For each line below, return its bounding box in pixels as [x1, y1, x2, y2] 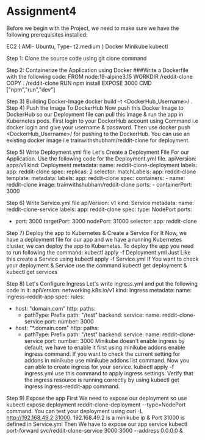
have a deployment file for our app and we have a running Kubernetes [6, 236, 182, 243]
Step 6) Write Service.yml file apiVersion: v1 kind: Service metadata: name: [6, 199, 194, 206]
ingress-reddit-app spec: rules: [6, 293, 85, 300]
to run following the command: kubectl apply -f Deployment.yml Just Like [6, 248, 191, 256]
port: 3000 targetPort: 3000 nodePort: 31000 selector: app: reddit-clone [15, 217, 197, 225]
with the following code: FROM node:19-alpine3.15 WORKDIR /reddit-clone [6, 73, 193, 80]
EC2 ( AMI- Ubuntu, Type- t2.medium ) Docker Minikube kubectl [6, 43, 168, 50]
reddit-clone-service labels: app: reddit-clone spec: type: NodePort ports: [6, 206, 192, 213]
